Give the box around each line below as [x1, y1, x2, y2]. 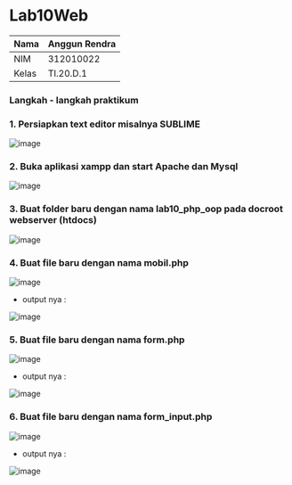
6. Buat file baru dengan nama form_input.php [9, 411, 213, 423]
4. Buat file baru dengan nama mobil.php [9, 256, 190, 268]
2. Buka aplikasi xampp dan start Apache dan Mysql [9, 160, 239, 173]
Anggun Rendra [47, 37, 117, 50]
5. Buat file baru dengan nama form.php [9, 333, 185, 346]
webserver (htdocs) [9, 214, 98, 226]
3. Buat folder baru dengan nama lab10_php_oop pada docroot [9, 202, 283, 215]
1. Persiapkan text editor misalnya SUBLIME [9, 118, 200, 130]
